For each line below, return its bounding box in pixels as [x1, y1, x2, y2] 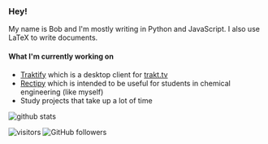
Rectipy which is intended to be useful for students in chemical [19, 78, 231, 88]
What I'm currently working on [8, 51, 114, 61]
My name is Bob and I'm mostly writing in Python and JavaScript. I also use [8, 24, 260, 34]
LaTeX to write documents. [8, 33, 98, 42]
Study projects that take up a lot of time [19, 95, 153, 105]
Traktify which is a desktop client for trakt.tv [19, 69, 168, 79]
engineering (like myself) [19, 87, 104, 97]
